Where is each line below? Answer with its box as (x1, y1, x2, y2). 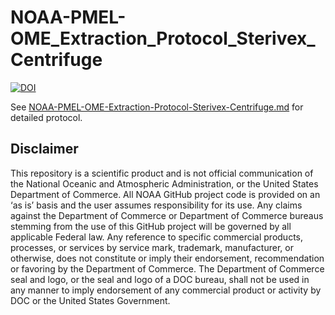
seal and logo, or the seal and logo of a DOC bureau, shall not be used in (10, 273, 310, 285)
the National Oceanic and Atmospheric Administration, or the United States (10, 177, 319, 190)
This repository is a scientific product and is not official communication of (10, 167, 314, 179)
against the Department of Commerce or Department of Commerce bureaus (10, 209, 324, 221)
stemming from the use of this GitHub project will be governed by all (10, 220, 292, 232)
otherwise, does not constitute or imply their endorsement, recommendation (10, 252, 325, 264)
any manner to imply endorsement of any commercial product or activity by (10, 284, 322, 296)
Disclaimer (10, 141, 79, 158)
